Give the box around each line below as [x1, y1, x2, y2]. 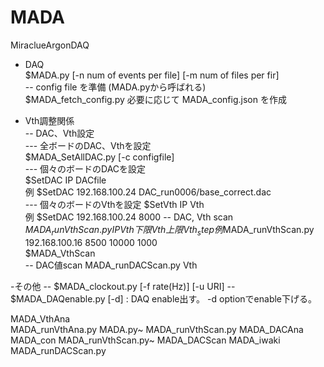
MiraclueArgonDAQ [10, 39, 90, 51]
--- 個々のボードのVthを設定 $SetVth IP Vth [24, 198, 205, 210]
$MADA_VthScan [24, 247, 96, 259]
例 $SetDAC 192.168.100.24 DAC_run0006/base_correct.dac [24, 186, 272, 198]
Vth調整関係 [24, 114, 75, 126]
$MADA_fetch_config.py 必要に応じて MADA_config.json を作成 [24, 93, 287, 105]
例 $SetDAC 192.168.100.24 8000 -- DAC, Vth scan [24, 211, 234, 223]
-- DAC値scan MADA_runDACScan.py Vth [24, 259, 198, 271]
